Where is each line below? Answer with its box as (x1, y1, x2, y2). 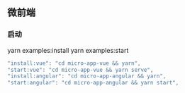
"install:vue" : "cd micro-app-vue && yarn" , (7, 59, 141, 67)
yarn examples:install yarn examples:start (7, 46, 129, 54)
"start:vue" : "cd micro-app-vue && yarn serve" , (7, 66, 154, 73)
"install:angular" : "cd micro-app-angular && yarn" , (7, 73, 167, 80)
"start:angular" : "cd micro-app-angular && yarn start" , (7, 80, 179, 87)
